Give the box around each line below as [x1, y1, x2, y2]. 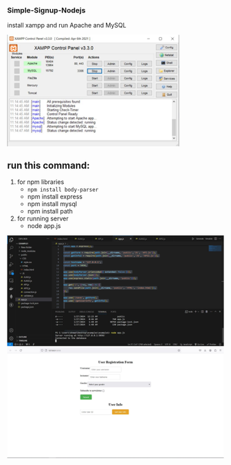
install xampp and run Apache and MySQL [7, 21, 126, 30]
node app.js [27, 222, 61, 230]
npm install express [27, 192, 82, 201]
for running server [16, 214, 69, 223]
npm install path [27, 207, 74, 216]
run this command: [7, 160, 90, 172]
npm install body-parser [27, 187, 99, 194]
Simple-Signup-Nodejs [7, 6, 86, 15]
